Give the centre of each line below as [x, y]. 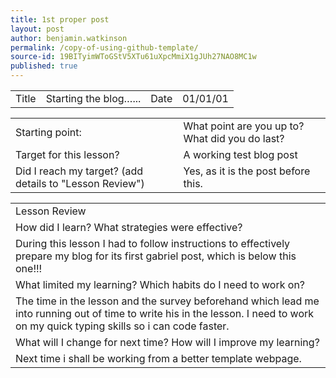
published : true [44, 66]
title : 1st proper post [60, 19]
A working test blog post [240, 154]
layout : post [37, 29]
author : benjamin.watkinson [69, 38]
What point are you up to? [244, 126]
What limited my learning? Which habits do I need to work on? [160, 284]
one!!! [29, 268]
